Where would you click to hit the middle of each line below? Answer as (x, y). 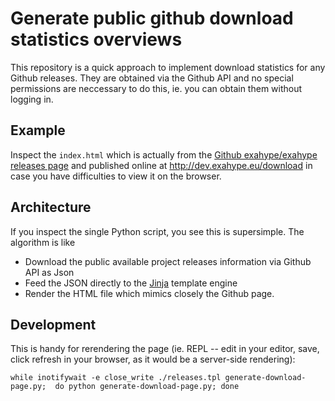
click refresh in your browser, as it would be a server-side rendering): (153, 359)
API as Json (49, 272)
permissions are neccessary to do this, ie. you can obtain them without (156, 88)
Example (38, 130)
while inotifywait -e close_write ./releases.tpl (116, 378)
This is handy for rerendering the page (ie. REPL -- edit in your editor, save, (165, 349)
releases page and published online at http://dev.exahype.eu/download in (161, 165)
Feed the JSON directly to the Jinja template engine (131, 283)
